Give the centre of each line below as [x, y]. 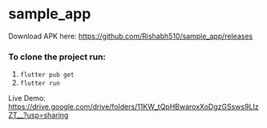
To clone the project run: [57, 57]
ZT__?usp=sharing [38, 115]
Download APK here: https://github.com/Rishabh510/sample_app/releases [131, 36]
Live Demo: [27, 98]
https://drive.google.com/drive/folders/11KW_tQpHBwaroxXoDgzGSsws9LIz [133, 107]
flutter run [40, 84]
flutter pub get [47, 75]
